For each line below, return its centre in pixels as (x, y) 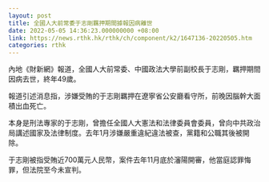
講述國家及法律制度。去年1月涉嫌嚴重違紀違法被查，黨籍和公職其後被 (128, 133)
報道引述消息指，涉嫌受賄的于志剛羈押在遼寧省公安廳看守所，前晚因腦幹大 (131, 96)
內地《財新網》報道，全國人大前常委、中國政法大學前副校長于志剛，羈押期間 (134, 69)
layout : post (30, 16)
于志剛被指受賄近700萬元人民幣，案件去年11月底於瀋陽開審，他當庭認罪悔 (130, 160)
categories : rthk (37, 45)
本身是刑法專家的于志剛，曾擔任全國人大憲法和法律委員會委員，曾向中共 (127, 123)
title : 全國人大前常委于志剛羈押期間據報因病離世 (80, 23)
